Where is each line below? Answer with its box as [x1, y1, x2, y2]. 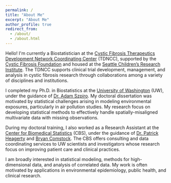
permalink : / [5, 7, 33, 13]
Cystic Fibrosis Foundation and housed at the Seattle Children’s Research [5, 61, 161, 67]
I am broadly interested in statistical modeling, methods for [5, 156, 130, 162]
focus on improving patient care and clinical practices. [5, 146, 121, 152]
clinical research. [5, 172, 42, 178]
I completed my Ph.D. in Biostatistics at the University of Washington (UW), [5, 87, 164, 93]
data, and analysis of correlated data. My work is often [32, 161, 148, 168]
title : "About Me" [5, 12, 45, 17]
